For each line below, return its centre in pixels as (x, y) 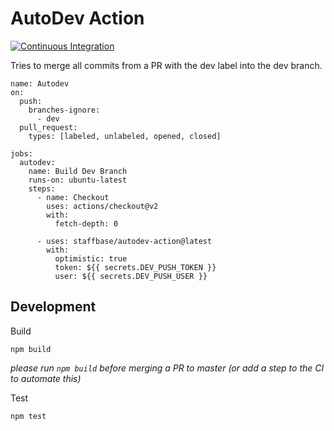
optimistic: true (91, 258)
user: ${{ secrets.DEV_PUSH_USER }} (131, 276)
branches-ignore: (64, 110)
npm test (28, 416)
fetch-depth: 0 (86, 223)
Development (53, 307)
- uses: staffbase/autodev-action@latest (124, 241)
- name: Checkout (73, 197)
